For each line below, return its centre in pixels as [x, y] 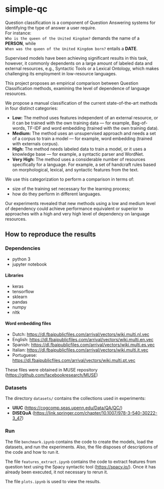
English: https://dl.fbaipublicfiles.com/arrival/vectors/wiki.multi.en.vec [83, 340]
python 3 [21, 259]
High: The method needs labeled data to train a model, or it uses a [79, 149]
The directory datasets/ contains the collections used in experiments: [75, 398]
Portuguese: [25, 355]
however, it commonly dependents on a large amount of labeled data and [79, 63]
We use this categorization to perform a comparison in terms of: [70, 179]
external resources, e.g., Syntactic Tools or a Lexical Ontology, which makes [82, 68]
